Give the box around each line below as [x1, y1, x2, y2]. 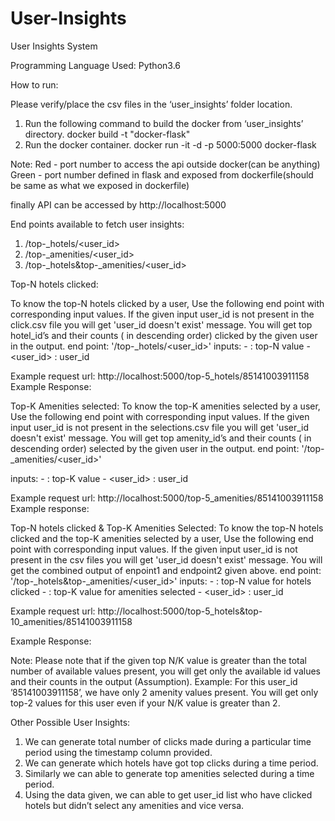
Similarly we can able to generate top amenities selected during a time [24, 767, 315, 779]
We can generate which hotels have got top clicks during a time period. [24, 757, 319, 769]
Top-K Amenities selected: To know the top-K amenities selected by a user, [10, 400, 321, 412]
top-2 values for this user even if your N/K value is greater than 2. [10, 697, 281, 709]
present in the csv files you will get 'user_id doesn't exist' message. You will [10, 553, 323, 566]
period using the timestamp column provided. [24, 746, 213, 758]
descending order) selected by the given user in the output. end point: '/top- [10, 442, 325, 454]
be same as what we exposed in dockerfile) [10, 179, 190, 191]
